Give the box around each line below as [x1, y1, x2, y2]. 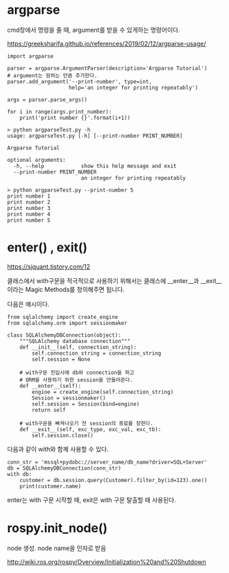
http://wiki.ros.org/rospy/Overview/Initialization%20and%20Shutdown [7, 557, 206, 566]
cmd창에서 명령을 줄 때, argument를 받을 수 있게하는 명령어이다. [7, 25, 180, 34]
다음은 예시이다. [7, 300, 50, 308]
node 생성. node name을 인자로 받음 [7, 543, 107, 552]
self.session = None [32, 355, 91, 363]
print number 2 [7, 198, 51, 205]
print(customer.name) [19, 483, 81, 490]
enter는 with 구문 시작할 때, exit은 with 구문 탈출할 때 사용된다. [7, 495, 177, 504]
